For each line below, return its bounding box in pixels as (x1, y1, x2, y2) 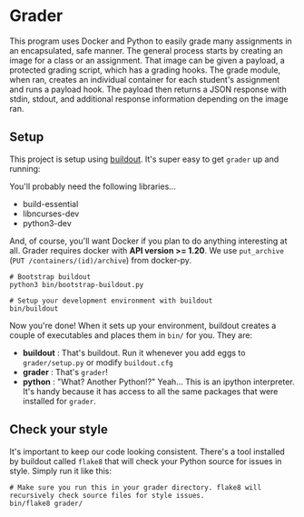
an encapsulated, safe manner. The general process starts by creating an (9, 45, 283, 55)
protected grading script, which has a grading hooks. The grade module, (9, 65, 281, 75)
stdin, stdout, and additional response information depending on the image (9, 93, 289, 104)
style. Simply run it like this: (9, 465, 112, 476)
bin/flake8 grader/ (9, 499, 83, 508)
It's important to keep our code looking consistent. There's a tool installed (9, 446, 286, 457)
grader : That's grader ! (22, 366, 109, 377)
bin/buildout (9, 303, 59, 313)
